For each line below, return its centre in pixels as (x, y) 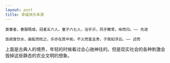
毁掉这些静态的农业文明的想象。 (39, 55)
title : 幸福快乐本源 (25, 15)
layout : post (19, 10)
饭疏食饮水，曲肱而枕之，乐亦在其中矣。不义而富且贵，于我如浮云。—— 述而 (73, 39)
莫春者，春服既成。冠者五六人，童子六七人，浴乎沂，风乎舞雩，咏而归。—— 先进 (77, 29)
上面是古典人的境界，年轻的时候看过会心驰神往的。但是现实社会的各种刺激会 (85, 49)
